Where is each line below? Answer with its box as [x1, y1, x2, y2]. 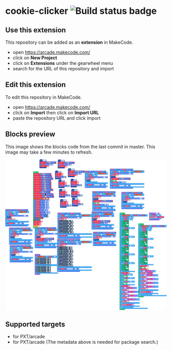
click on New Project [12, 54, 57, 61]
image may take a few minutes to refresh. [5, 149, 93, 155]
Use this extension [5, 26, 66, 34]
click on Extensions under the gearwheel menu [12, 60, 114, 66]
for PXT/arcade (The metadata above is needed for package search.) [12, 339, 159, 345]
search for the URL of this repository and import [12, 66, 114, 71]
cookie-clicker [5, 5, 69, 17]
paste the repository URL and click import [12, 115, 101, 121]
